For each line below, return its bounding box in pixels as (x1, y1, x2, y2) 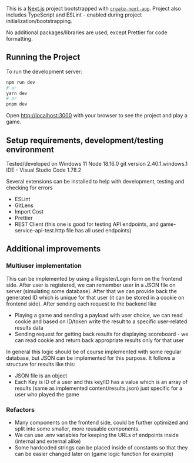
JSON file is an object (14, 372, 68, 379)
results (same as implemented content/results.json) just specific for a (14, 385, 183, 392)
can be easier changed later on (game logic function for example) (14, 450, 174, 457)
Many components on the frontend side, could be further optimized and (14, 419, 189, 426)
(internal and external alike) (14, 438, 81, 445)
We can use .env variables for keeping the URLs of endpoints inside (14, 431, 179, 438)
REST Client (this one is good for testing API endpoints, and (14, 221, 159, 228)
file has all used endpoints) (66, 227, 132, 234)
